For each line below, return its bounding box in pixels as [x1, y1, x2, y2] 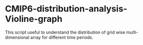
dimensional [5, 34, 30, 40]
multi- [126, 29, 139, 35]
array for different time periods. [30, 34, 93, 40]
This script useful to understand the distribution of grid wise [5, 29, 125, 35]
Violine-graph [5, 13, 63, 24]
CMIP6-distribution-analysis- [5, 3, 127, 14]
